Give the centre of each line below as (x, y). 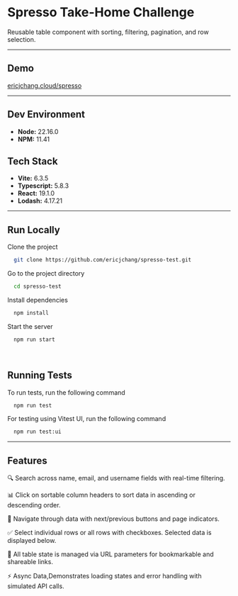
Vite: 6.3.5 (33, 179)
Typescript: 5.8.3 (43, 186)
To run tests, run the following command (66, 392)
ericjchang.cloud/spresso (45, 85)
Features (27, 460)
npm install (32, 313)
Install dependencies (38, 300)
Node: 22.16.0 (38, 131)
